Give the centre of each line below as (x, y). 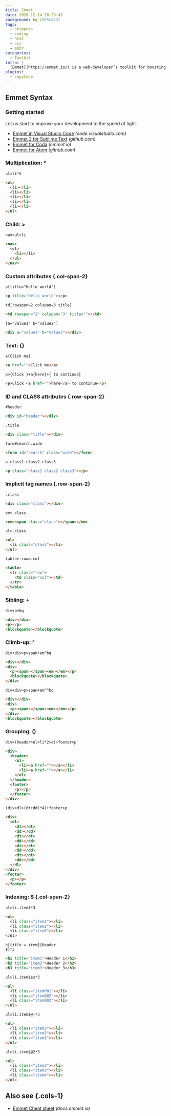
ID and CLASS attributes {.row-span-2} (55, 397)
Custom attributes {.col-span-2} (47, 276)
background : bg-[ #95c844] (33, 19)
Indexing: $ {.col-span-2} (38, 897)
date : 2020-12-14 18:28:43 (34, 15)
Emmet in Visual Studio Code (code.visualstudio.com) (69, 133)
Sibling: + (17, 600)
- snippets (22, 29)
